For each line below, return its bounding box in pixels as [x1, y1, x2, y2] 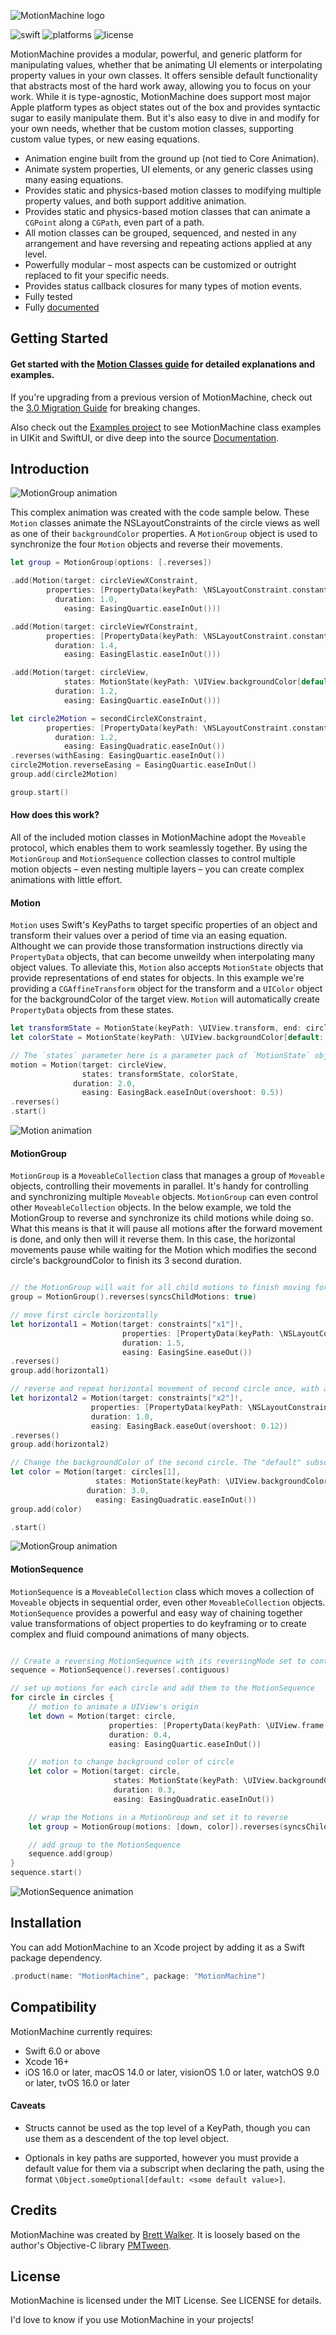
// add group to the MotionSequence [28, 1840, 182, 1850]
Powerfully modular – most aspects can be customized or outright [24, 259, 297, 270]
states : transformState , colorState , [81, 1069, 240, 1079]
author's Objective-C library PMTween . [10, 2239, 172, 2251]
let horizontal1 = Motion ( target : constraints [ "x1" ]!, [10, 1319, 244, 1329]
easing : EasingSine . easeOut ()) [121, 1347, 253, 1357]
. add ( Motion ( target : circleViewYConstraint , [10, 621, 199, 632]
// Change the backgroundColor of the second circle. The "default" [10, 1458, 302, 1468]
